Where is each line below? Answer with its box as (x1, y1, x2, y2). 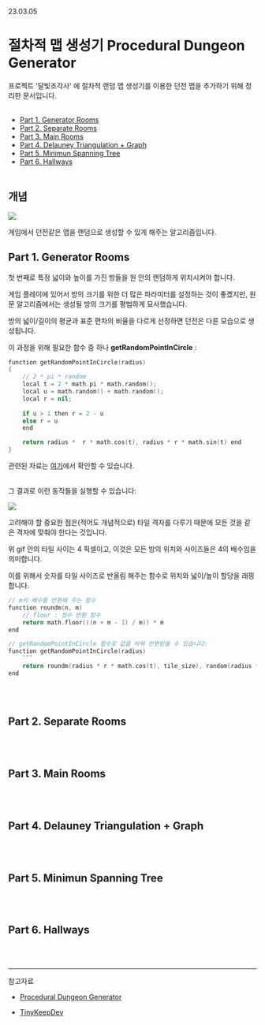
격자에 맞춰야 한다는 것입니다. (16, 527, 108, 537)
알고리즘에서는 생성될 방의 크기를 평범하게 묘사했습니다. (16, 299, 188, 308)
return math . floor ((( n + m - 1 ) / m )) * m (22, 618, 164, 626)
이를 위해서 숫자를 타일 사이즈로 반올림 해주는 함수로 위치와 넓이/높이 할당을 (8, 571, 241, 580)
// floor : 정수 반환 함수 (22, 611, 101, 619)
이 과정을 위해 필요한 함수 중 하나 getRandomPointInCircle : (8, 342, 197, 352)
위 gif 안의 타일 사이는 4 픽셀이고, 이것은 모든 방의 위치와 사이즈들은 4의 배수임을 (8, 544, 256, 554)
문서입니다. (22, 91, 58, 100)
